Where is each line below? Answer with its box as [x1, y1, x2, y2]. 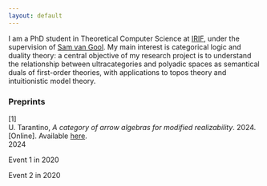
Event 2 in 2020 [8, 170, 61, 180]
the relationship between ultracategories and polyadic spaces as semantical [8, 59, 260, 69]
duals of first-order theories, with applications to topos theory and [8, 67, 227, 77]
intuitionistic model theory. [8, 76, 96, 85]
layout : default [8, 11, 63, 20]
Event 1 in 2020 [8, 155, 59, 164]
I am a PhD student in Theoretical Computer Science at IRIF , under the [8, 34, 241, 43]
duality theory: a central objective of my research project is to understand [8, 50, 252, 60]
